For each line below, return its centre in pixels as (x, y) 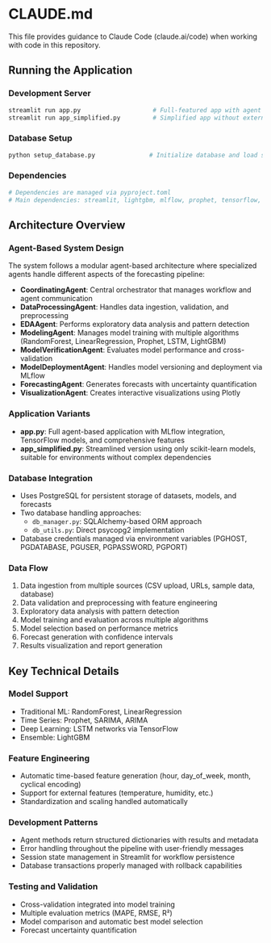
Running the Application (71, 71)
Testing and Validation (53, 886)
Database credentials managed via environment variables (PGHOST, (133, 539)
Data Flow (28, 568)
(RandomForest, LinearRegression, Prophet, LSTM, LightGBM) (123, 342)
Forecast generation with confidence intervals (96, 637)
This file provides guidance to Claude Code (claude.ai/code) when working (133, 36)
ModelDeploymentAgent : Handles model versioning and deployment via (141, 367)
